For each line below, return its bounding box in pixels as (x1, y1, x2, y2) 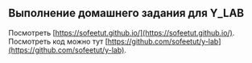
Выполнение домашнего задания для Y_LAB (8, 6, 244, 20)
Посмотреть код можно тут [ (8, 36, 109, 46)
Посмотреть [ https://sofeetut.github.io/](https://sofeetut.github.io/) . (8, 27, 235, 37)
